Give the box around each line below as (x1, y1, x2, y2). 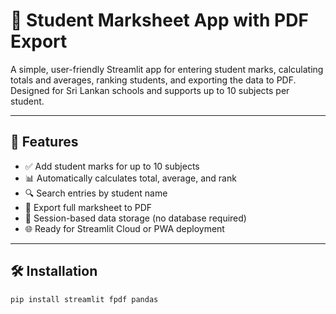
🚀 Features (10, 134, 79, 151)
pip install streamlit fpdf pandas (10, 294, 159, 304)
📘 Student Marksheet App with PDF (10, 9, 309, 32)
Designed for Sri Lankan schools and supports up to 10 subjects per (10, 84, 290, 96)
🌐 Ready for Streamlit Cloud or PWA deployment (24, 222, 225, 234)
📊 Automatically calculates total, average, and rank (24, 172, 237, 184)
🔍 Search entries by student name (24, 187, 168, 199)
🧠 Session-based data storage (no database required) (24, 212, 247, 224)
